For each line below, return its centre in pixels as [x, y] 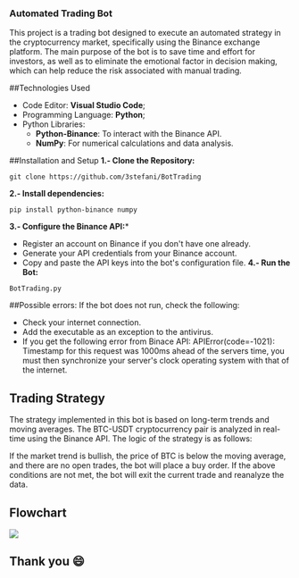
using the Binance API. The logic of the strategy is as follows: [140, 439]
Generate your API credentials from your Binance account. [129, 254]
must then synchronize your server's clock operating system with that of [156, 361]
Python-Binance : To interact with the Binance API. [129, 134]
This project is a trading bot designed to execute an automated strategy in [145, 33]
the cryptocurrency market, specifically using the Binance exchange [135, 42]
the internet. [45, 370]
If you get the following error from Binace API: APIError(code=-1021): [148, 341]
